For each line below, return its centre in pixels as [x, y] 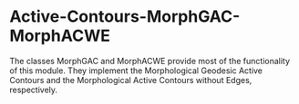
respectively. [33, 90]
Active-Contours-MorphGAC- [125, 17]
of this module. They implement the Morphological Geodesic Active [136, 71]
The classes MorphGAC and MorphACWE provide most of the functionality [149, 61]
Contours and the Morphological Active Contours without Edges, [131, 80]
